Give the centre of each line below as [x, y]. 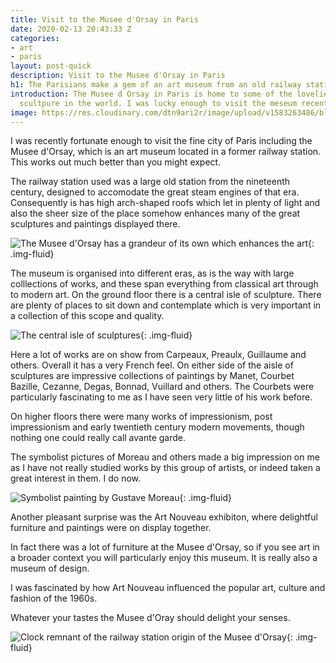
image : [24, 112]
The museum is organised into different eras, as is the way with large [152, 273]
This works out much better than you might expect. [116, 162]
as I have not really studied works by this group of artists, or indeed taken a [165, 468]
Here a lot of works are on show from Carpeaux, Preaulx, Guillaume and [158, 355]
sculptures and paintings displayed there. [95, 224]
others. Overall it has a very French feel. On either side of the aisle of [152, 365]
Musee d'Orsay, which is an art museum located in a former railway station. [166, 152]
